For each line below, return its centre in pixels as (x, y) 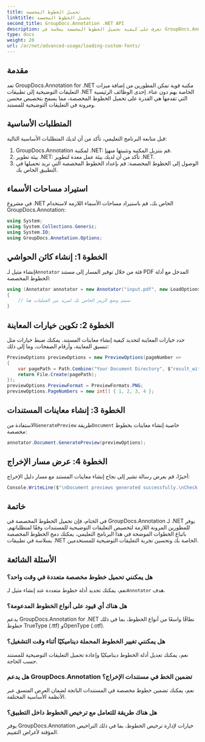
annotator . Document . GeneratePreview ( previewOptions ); (77, 443)
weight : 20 (21, 40)
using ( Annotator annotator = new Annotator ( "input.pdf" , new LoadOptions (104, 289)
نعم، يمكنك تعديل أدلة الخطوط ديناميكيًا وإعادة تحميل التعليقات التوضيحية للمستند (98, 654)
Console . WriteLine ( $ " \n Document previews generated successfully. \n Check (102, 488)
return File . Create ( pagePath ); (57, 374)
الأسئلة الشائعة (32, 560)
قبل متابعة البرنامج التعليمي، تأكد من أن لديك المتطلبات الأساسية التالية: (87, 138)
